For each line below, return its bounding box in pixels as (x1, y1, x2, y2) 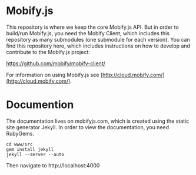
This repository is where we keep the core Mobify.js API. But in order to (6, 23, 180, 31)
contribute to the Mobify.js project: (6, 48, 90, 55)
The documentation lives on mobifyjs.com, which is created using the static (6, 117, 190, 124)
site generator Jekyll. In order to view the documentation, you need (6, 123, 170, 130)
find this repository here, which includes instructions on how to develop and (6, 42, 190, 49)
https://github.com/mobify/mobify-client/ (6, 60, 106, 67)
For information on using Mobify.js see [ (6, 71, 103, 78)
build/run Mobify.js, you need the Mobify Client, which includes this (6, 29, 170, 36)
